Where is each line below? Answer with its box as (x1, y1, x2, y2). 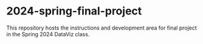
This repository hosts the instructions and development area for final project (6, 24, 198, 31)
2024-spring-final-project (6, 4, 142, 18)
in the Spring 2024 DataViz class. (6, 30, 90, 37)
